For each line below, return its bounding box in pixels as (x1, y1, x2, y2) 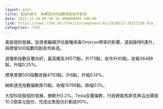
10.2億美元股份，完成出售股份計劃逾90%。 (5, 99, 91, 105)
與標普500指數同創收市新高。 (5, 45, 64, 51)
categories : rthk (5, 25, 40, 30)
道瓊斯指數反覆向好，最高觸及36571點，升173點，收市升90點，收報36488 (5, 55, 153, 61)
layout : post (5, 7, 32, 12)
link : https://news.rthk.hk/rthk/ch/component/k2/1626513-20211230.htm (5, 20, 153, 26)
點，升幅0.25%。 (5, 62, 40, 68)
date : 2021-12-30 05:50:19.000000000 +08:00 (5, 16, 97, 21)
